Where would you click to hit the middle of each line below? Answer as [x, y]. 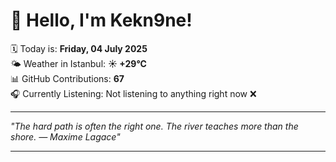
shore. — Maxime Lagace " [65, 136]
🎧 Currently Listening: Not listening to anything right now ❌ [133, 93]
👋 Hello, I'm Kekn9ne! [101, 20]
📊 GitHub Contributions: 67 [67, 78]
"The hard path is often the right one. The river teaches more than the [154, 126]
